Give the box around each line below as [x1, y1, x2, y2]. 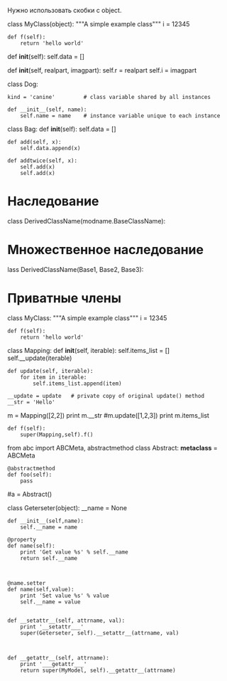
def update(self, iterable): [7, 367, 94, 374]
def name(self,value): [7, 586, 74, 593]
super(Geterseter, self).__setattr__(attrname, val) [20, 629, 179, 636]
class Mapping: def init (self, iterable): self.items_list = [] [7, 346, 170, 354]
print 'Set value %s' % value [20, 592, 110, 599]
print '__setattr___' [20, 623, 84, 630]
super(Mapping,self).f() [20, 431, 94, 438]
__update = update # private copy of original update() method [7, 392, 204, 399]
